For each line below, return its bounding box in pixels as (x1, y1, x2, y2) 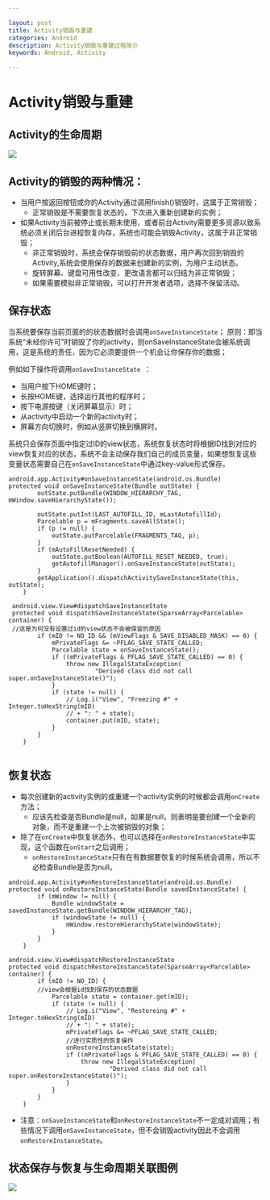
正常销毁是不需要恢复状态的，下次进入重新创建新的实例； (31, 207, 223, 217)
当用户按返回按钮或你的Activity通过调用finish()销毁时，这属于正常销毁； (19, 197, 260, 206)
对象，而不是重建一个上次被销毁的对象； (31, 822, 167, 831)
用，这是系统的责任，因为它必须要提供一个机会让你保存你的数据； (8, 347, 227, 356)
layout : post (8, 19, 52, 27)
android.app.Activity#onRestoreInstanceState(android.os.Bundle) (8, 878, 232, 886)
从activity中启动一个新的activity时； (19, 411, 139, 421)
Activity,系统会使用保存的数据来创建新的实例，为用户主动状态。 (31, 257, 243, 267)
